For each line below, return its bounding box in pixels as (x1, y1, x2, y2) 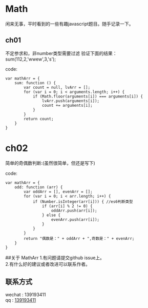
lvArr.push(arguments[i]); (41, 98, 100, 103)
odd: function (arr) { (14, 184, 63, 190)
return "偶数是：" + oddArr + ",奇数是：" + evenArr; (24, 236, 135, 241)
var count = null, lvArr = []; (24, 85, 91, 90)
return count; (24, 116, 54, 121)
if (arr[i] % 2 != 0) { (41, 203, 93, 208)
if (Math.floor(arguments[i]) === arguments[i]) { (32, 93, 143, 99)
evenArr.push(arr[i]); (51, 217, 100, 222)
